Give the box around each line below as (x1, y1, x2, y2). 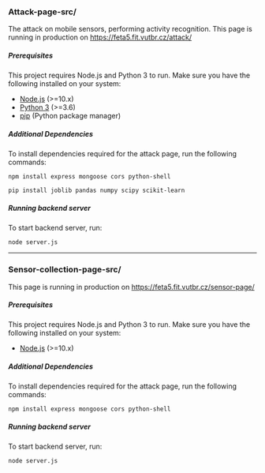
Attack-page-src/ (8, 6, 77, 17)
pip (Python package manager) (19, 111, 121, 121)
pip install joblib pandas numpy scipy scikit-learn (8, 186, 185, 195)
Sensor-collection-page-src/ (8, 264, 121, 275)
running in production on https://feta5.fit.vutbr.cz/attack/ (8, 32, 192, 42)
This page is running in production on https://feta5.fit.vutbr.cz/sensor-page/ (8, 282, 255, 291)
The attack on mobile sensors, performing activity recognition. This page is (8, 24, 252, 34)
